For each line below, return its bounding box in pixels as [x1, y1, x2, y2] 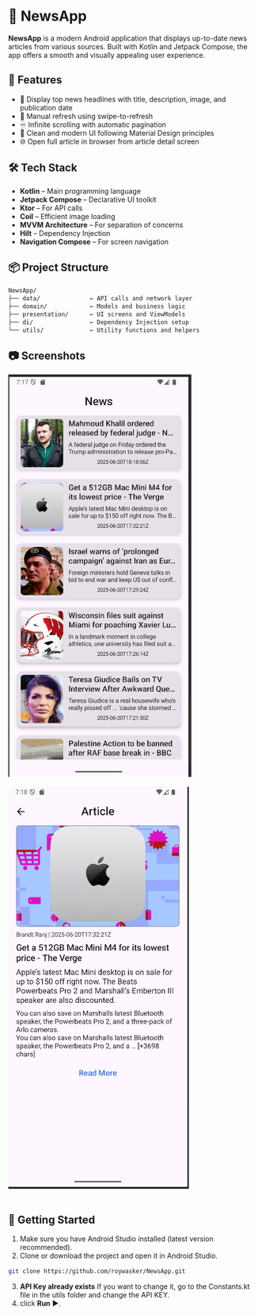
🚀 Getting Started [8, 1213, 96, 1226]
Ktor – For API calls [19, 202, 83, 213]
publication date [19, 102, 73, 112]
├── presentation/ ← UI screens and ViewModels [8, 310, 186, 318]
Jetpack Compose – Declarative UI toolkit [19, 195, 157, 204]
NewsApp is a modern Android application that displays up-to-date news [8, 33, 248, 43]
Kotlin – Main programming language [19, 186, 141, 195]
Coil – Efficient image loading [19, 211, 116, 221]
